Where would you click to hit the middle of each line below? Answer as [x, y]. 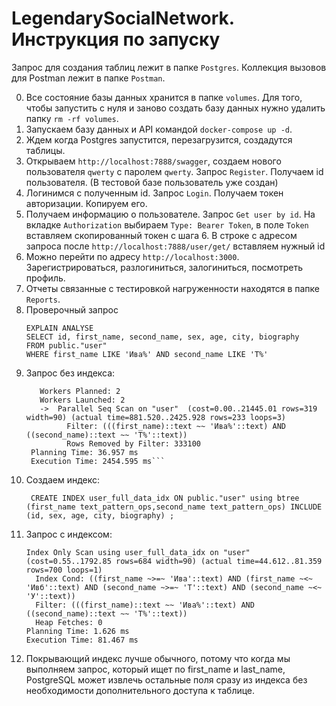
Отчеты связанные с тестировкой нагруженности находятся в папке [173, 288]
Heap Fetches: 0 [69, 622]
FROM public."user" [66, 345]
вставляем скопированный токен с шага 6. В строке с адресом [161, 235]
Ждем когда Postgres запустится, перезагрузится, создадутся [159, 139]
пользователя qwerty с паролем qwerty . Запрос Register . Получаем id [174, 171]
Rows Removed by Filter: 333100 [133, 443]
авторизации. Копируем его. [86, 203]
